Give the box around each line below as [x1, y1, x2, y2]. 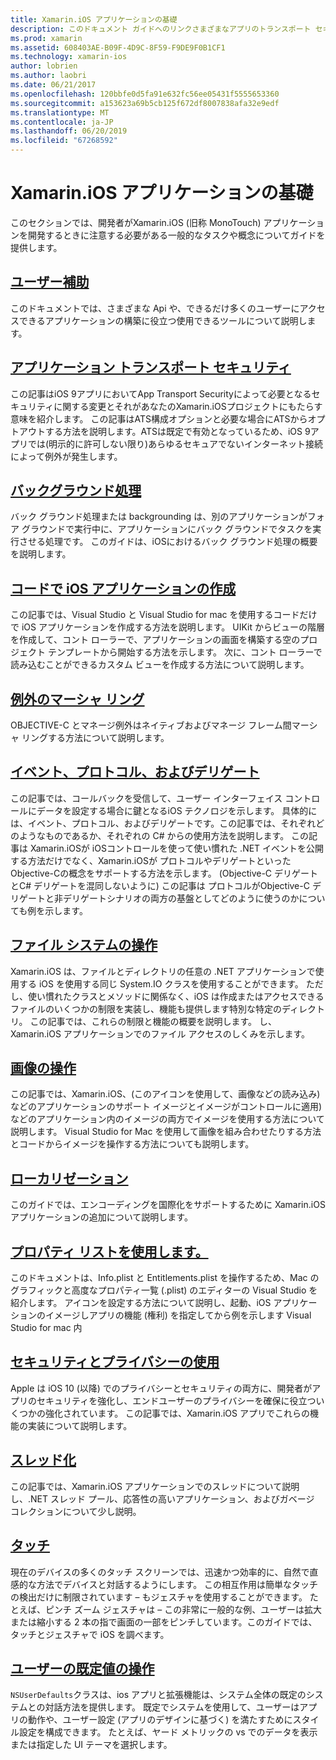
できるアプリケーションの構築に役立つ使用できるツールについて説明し [18, 314, 308, 326]
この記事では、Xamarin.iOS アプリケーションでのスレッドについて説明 [10, 1480, 300, 1492]
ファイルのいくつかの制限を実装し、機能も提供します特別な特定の [10, 1002, 282, 1015]
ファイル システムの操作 [10, 937, 158, 954]
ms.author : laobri [10, 71, 87, 81]
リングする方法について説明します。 [21, 732, 170, 743]
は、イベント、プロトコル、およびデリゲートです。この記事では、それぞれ [10, 817, 317, 829]
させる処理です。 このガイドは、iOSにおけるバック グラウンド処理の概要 [18, 536, 318, 548]
